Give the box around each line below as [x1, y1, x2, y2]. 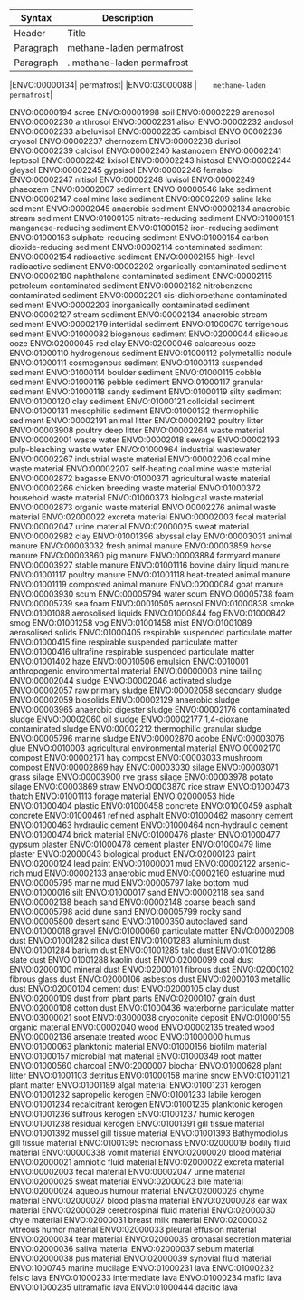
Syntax [20, 12, 52, 24]
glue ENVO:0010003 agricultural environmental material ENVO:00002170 [9, 742, 281, 753]
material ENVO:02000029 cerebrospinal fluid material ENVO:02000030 [9, 1205, 276, 1216]
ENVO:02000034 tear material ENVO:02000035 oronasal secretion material [9, 1234, 292, 1245]
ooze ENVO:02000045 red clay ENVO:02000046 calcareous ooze [9, 338, 256, 348]
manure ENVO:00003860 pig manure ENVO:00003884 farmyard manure [9, 550, 281, 560]
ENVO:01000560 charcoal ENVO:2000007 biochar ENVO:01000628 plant [9, 1061, 282, 1071]
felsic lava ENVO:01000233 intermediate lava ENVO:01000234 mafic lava [9, 1273, 282, 1283]
